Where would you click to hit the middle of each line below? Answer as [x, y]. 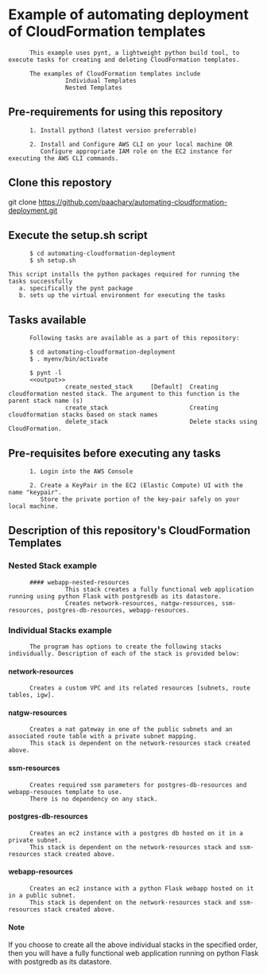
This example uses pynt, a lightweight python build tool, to [134, 53]
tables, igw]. [32, 695]
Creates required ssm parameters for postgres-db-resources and [138, 785]
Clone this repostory [60, 183]
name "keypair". [35, 492]
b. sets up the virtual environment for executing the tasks [122, 295]
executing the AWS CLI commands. [64, 158]
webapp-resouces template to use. [66, 792]
